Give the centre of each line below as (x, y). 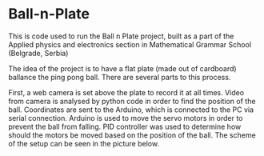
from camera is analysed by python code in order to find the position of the (132, 101)
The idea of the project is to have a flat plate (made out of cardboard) (123, 68)
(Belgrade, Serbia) (38, 53)
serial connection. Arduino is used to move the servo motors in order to (126, 118)
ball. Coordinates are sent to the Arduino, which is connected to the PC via (131, 110)
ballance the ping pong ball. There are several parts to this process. (120, 77)
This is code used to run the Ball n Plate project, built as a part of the (121, 36)
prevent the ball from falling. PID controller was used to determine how (125, 126)
